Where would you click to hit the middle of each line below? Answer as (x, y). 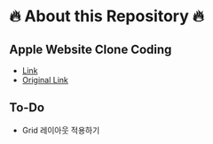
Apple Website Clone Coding (91, 49)
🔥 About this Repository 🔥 (106, 16)
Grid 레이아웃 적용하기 (61, 130)
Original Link (45, 80)
